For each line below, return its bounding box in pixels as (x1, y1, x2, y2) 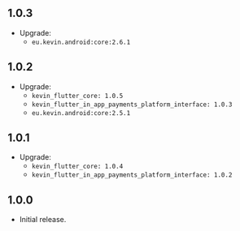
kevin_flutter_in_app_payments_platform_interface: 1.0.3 (31, 101, 233, 109)
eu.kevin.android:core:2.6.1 (31, 38, 131, 46)
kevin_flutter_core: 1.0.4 (31, 162, 124, 171)
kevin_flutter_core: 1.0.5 (31, 92, 124, 100)
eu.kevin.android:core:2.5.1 (31, 109, 131, 117)
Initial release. (19, 215, 67, 225)
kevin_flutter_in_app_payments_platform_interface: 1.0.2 (31, 171, 233, 179)
